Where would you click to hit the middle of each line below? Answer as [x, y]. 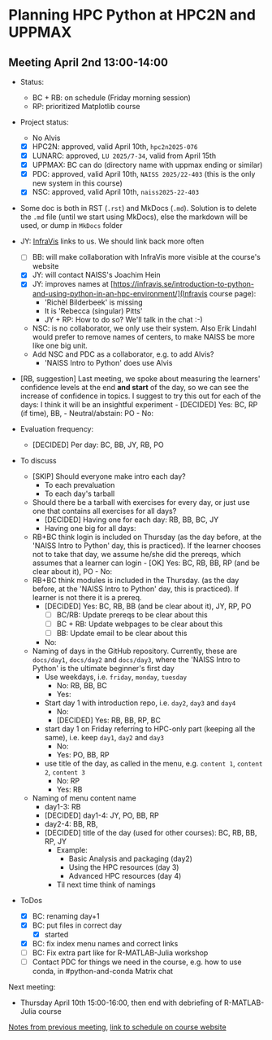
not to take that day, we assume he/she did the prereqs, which [136, 554]
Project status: [44, 122]
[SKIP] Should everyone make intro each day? [109, 476]
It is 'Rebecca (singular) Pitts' [93, 310]
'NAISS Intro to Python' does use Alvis [108, 362]
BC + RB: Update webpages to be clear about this [140, 624]
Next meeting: [32, 987]
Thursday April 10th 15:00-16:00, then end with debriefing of [121, 1003]
